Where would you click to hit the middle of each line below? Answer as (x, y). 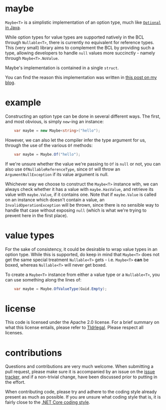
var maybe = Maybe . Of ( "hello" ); (47, 154)
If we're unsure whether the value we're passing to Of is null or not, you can (83, 164)
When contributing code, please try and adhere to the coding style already (81, 392)
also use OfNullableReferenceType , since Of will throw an (62, 169)
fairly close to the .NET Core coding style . (48, 402)
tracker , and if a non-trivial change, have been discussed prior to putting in (81, 377)
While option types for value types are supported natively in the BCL (75, 37)
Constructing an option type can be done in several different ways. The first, (83, 116)
